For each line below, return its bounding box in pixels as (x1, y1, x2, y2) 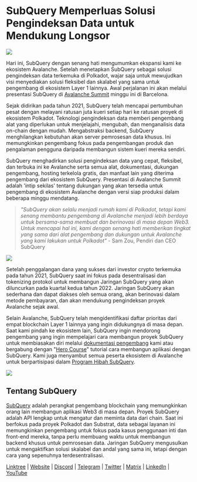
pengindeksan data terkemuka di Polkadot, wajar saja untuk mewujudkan (6, 72, 183, 79)
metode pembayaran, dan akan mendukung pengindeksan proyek (6, 296, 165, 304)
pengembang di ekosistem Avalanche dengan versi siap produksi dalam (6, 188, 180, 195)
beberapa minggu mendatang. (6, 194, 79, 201)
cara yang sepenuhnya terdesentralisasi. (6, 451, 104, 459)
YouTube (6, 469, 28, 476)
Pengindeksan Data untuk (6, 16, 135, 30)
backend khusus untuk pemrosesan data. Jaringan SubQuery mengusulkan (6, 439, 188, 446)
